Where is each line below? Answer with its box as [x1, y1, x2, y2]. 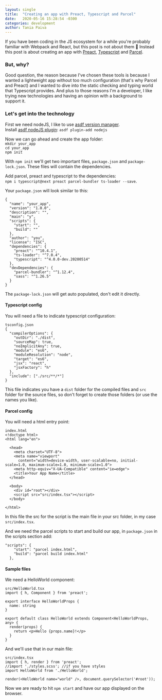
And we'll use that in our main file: [5, 646, 73, 652]
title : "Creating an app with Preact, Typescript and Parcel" [5, 12, 136, 17]
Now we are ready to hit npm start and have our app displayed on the [5, 685, 144, 691]
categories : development [5, 20, 55, 26]
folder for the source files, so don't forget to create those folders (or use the [5, 391, 158, 398]
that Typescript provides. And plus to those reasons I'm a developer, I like [5, 88, 152, 94]
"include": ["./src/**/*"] [9, 374, 64, 379]
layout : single [5, 7, 36, 12]
